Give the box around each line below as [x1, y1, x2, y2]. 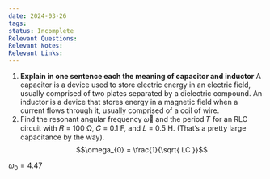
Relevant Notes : [8, 42, 63, 50]
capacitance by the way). [19, 132, 105, 142]
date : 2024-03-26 [8, 11, 67, 20]
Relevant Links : [8, 49, 63, 57]
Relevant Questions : [8, 34, 78, 43]
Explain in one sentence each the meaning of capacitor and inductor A [19, 72, 261, 81]
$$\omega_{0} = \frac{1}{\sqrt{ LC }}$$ [75, 145, 208, 154]
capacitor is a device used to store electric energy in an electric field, [19, 80, 251, 89]
